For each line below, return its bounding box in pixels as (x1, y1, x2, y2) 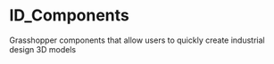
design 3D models (9, 44, 77, 54)
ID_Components (9, 5, 129, 26)
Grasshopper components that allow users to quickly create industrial (9, 35, 265, 45)
